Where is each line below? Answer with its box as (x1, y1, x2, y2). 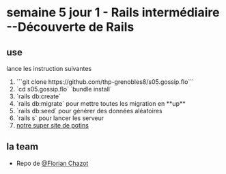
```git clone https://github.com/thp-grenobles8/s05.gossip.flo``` (16, 78, 194, 86)
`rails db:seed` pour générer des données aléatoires (16, 107, 163, 115)
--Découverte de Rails (6, 19, 135, 35)
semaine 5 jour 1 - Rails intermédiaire (6, 5, 220, 20)
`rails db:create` (16, 92, 61, 100)
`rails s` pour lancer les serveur (16, 114, 104, 122)
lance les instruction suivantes (6, 65, 92, 72)
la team (6, 141, 39, 153)
